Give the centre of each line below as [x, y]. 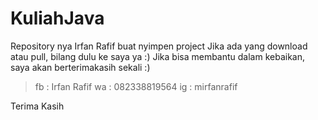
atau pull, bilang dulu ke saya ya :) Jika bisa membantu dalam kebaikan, [158, 56]
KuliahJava [57, 18]
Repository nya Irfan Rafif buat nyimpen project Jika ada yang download [159, 46]
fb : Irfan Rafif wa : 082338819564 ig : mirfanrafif [136, 86]
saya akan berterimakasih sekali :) [80, 67]
